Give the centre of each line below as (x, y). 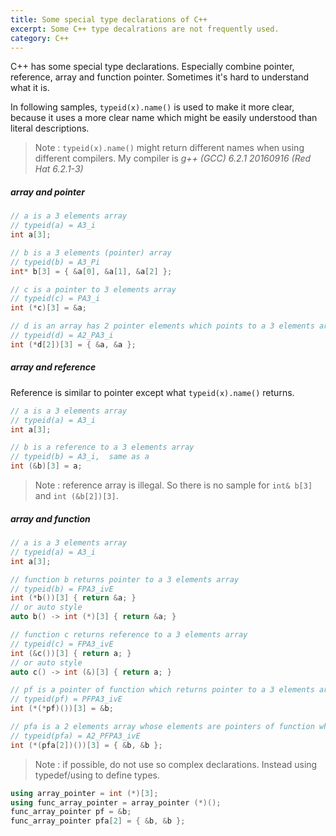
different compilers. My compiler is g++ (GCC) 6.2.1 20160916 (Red (173, 158)
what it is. (30, 88)
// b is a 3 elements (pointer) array (91, 252)
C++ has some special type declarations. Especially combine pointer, (152, 67)
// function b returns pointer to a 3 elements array (125, 579)
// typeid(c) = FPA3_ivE (62, 644)
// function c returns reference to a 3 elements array (129, 635)
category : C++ (40, 38)
